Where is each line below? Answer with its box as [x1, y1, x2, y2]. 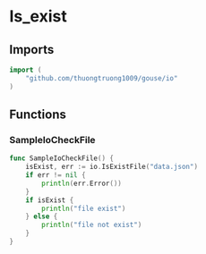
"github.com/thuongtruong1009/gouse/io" [25, 73, 178, 82]
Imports [9, 42, 55, 57]
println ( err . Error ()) [41, 179, 123, 188]
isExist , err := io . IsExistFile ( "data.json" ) [25, 163, 199, 172]
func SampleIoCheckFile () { [9, 154, 115, 163]
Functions [9, 107, 67, 123]
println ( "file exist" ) [41, 204, 126, 213]
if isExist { [25, 195, 74, 205]
